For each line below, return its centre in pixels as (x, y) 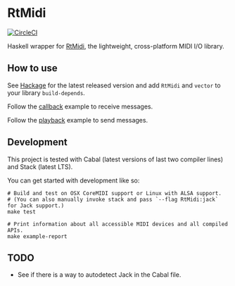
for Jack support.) (36, 206)
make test (22, 212)
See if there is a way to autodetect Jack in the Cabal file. (99, 275)
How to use (32, 68)
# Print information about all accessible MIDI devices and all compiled (118, 224)
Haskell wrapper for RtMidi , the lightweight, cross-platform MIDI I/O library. (116, 46)
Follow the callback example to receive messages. (80, 106)
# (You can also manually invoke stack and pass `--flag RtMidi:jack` (113, 199)
